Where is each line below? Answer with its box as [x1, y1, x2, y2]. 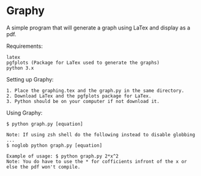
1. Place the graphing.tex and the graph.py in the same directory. [6, 87, 185, 94]
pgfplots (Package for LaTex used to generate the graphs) [6, 59, 160, 66]
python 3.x [6, 65, 34, 71]
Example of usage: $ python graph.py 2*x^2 [6, 153, 119, 159]
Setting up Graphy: [6, 75, 54, 83]
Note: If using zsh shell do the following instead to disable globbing [6, 131, 196, 138]
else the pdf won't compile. [6, 164, 81, 170]
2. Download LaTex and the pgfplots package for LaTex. [6, 93, 152, 99]
